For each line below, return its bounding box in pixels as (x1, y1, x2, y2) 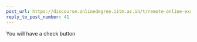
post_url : (6, 8, 30, 15)
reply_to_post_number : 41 (6, 14, 69, 20)
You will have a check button (6, 30, 76, 37)
